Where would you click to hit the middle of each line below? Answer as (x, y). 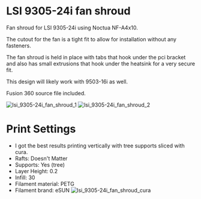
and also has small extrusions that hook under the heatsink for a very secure (101, 64)
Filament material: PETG (45, 183)
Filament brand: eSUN (42, 190)
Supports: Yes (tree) (40, 165)
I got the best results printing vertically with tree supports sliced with (100, 146)
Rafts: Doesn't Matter (41, 158)
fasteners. (19, 46)
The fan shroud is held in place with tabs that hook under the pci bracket (96, 57)
